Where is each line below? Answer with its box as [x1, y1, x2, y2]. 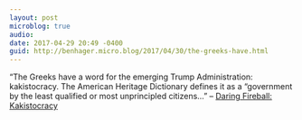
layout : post [9, 13, 59, 23]
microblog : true [9, 22, 71, 31]
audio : [9, 30, 34, 39]
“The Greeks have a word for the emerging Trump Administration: [9, 71, 253, 82]
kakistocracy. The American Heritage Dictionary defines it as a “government [9, 81, 293, 92]
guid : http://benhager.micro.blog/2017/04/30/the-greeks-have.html [9, 47, 269, 56]
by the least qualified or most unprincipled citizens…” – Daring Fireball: [9, 91, 273, 102]
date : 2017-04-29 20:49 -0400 [9, 38, 124, 48]
